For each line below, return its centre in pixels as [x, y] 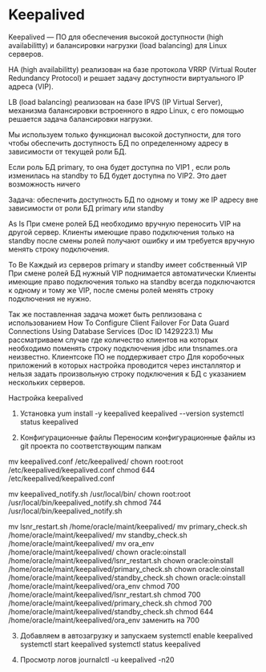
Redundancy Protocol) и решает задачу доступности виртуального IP [126, 78]
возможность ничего [44, 184]
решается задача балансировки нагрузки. [81, 119]
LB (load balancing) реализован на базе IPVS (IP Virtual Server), [115, 102]
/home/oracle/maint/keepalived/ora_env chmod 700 [94, 585]
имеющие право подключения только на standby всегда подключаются [132, 281]
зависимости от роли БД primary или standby [86, 208]
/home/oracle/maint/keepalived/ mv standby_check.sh [98, 535]
